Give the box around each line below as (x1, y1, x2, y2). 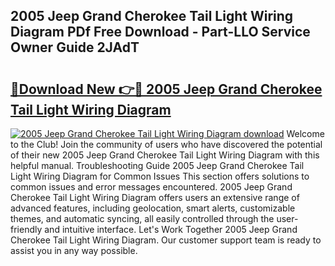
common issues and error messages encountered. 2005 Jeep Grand (10, 181, 293, 193)
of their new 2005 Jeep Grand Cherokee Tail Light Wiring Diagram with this (10, 149, 320, 161)
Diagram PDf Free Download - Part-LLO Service (10, 24, 311, 41)
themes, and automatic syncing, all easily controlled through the (10, 213, 275, 224)
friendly (10, 224, 43, 235)
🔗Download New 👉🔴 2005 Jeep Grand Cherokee (10, 80, 323, 98)
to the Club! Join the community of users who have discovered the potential (10, 139, 323, 150)
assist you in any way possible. (10, 245, 138, 256)
